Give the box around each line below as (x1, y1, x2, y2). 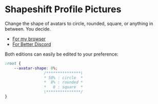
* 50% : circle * (44, 75, 83, 80)
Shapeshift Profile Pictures (5, 4, 122, 15)
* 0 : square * (44, 85, 83, 90)
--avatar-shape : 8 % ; (14, 65, 58, 71)
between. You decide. (5, 25, 51, 32)
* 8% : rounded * (44, 80, 83, 85)
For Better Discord (12, 41, 51, 47)
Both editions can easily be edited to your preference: (5, 51, 118, 57)
